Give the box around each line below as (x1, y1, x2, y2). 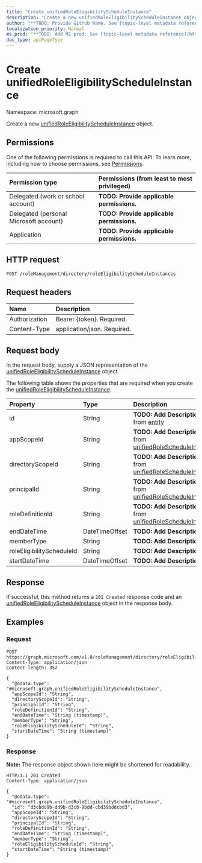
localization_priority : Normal (6, 25, 85, 32)
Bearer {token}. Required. (55, 315, 127, 323)
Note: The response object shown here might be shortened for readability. (6, 760, 191, 768)
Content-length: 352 (6, 665, 58, 671)
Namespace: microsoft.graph (6, 108, 79, 115)
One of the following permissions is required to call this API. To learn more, (6, 153, 192, 160)
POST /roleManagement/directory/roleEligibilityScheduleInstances (6, 271, 176, 277)
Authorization (9, 315, 47, 323)
